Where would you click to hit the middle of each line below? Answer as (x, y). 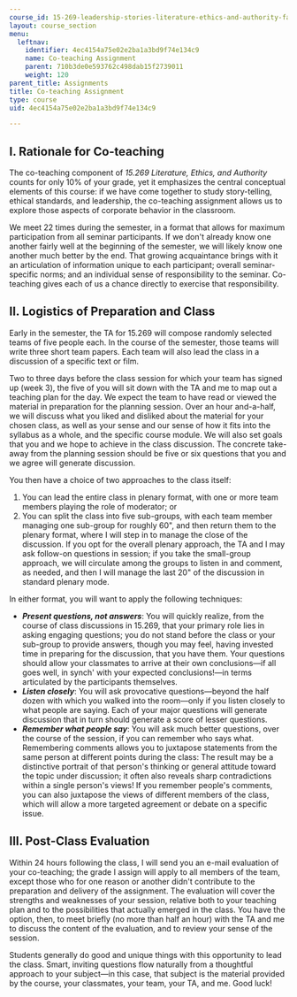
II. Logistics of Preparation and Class (112, 312)
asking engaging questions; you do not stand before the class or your (148, 634)
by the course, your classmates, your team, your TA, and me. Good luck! (141, 983)
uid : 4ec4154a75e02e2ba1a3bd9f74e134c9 (83, 108)
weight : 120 (47, 75)
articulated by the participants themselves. (100, 681)
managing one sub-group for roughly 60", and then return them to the (149, 525)
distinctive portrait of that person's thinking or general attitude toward (149, 766)
